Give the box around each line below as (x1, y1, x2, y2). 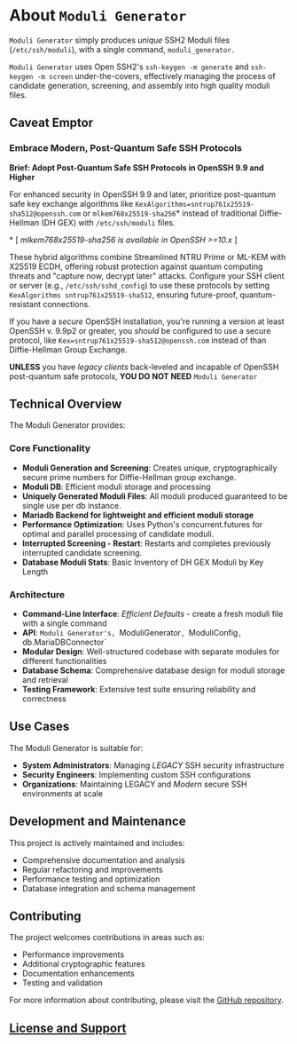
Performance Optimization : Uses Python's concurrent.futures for (21, 518, 263, 529)
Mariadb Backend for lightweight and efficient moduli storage (21, 510, 254, 520)
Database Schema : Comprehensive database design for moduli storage (21, 665, 285, 676)
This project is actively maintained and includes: (9, 837, 185, 848)
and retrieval (21, 675, 68, 685)
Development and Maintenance (9, 814, 186, 829)
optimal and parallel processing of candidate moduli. (21, 528, 215, 539)
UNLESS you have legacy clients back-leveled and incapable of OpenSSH (9, 361, 279, 372)
